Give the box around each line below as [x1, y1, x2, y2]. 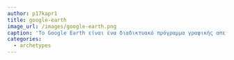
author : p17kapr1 [7, 10, 58, 17]
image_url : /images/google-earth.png [7, 23, 117, 30]
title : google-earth [7, 17, 68, 23]
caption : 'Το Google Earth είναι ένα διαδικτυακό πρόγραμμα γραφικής [7, 29, 214, 37]
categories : [7, 36, 42, 43]
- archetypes [13, 42, 52, 49]
